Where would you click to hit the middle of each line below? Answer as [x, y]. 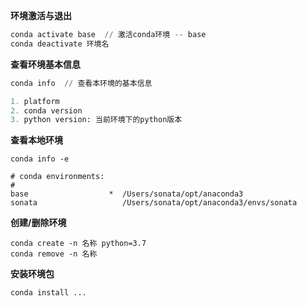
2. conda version [46, 110]
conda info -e [40, 159]
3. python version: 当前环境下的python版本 [96, 120]
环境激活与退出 [41, 15]
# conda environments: [57, 177]
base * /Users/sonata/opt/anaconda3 [127, 194]
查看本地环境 [36, 140]
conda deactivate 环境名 [60, 44]
